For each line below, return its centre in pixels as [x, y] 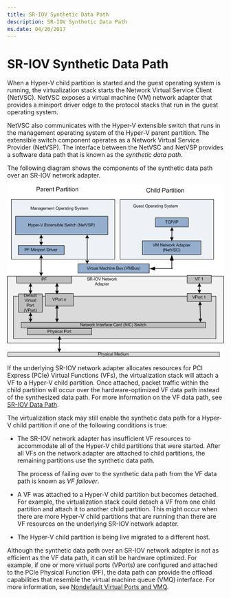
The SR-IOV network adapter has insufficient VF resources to [104, 438]
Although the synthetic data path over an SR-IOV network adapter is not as [113, 550]
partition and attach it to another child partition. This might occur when [117, 509]
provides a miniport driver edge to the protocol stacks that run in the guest [113, 105]
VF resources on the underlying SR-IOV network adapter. [98, 524]
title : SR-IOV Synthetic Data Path [58, 14]
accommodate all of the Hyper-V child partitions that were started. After [119, 446]
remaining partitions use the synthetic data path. [86, 460]
